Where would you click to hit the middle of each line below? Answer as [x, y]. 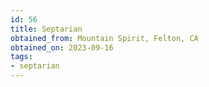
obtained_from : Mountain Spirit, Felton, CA [104, 38]
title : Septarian [46, 29]
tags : [21, 57]
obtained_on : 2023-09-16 [62, 47]
